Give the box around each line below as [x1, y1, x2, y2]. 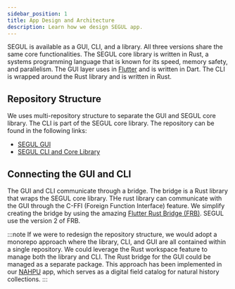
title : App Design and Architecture [7, 17, 115, 24]
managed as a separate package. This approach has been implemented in [7, 260, 222, 268]
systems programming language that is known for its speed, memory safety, [7, 58, 228, 66]
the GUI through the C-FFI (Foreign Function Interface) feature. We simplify [7, 202, 225, 210]
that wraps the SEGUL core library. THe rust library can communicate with [7, 194, 222, 203]
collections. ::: [7, 275, 48, 283]
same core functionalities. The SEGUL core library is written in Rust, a [7, 50, 209, 58]
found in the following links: [7, 127, 87, 135]
